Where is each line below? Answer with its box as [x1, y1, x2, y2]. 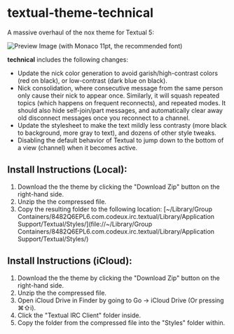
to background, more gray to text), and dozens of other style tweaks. [17, 128, 217, 137]
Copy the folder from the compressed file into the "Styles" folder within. [17, 318, 226, 327]
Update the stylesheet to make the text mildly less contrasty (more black [17, 121, 227, 129]
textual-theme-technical [7, 5, 154, 21]
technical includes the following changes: [7, 55, 128, 64]
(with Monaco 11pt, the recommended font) [58, 41, 183, 50]
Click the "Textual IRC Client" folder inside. [17, 311, 142, 319]
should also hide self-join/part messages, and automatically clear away [17, 106, 223, 114]
